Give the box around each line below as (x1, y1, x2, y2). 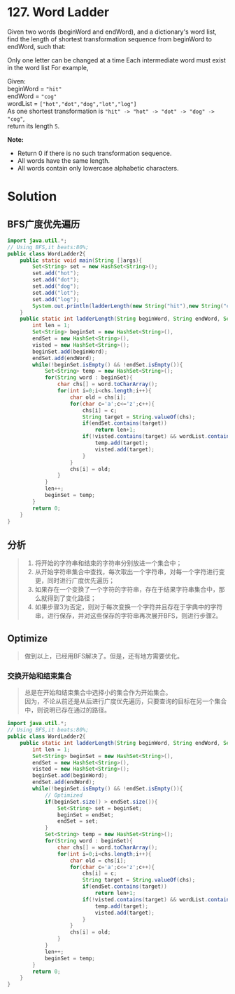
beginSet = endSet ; (57, 811, 114, 819)
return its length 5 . (7, 121, 60, 130)
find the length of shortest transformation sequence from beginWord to (7, 34, 212, 43)
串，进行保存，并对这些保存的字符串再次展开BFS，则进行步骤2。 (34, 611, 222, 620)
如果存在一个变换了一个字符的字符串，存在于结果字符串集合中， (34, 585, 219, 594)
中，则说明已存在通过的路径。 (24, 706, 111, 715)
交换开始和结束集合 (7, 671, 72, 681)
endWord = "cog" (7, 92, 57, 100)
